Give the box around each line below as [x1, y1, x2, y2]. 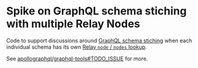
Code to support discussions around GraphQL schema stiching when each [6, 37, 193, 44]
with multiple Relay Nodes [6, 17, 140, 31]
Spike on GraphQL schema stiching [6, 4, 187, 18]
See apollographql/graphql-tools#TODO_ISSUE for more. [6, 55, 148, 62]
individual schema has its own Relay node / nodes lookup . [6, 43, 147, 51]
